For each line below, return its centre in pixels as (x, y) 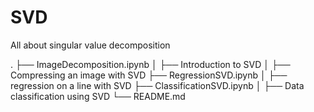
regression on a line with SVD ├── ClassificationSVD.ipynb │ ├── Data (157, 85)
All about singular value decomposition (90, 45)
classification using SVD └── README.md (98, 96)
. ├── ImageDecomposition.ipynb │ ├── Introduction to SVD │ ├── (150, 64)
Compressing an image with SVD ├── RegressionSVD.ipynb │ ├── (149, 75)
